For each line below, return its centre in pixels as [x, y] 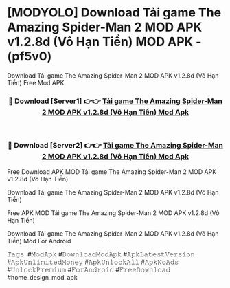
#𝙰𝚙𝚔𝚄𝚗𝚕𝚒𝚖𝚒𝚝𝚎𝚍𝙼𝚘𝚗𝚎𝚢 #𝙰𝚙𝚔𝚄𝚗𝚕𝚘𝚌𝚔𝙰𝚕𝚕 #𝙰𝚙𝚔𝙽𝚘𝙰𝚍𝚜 [93, 262]
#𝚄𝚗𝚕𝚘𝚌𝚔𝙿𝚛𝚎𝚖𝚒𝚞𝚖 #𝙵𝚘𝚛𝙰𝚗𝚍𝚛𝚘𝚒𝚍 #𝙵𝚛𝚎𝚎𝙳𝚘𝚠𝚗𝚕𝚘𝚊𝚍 [89, 269]
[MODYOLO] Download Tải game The [114, 13]
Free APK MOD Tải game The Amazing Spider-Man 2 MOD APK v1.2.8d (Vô [113, 213]
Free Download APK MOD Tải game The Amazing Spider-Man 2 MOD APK [112, 171]
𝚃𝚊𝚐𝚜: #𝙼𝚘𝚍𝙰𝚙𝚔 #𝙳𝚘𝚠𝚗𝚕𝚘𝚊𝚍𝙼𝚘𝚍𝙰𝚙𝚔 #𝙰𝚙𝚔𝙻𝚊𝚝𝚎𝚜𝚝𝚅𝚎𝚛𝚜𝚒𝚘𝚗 [101, 254]
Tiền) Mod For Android [39, 241]
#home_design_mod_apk [42, 277]
